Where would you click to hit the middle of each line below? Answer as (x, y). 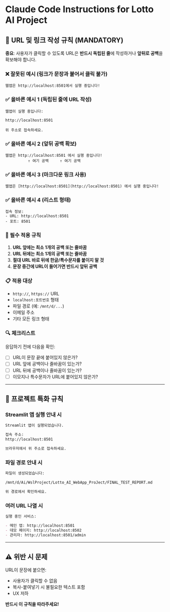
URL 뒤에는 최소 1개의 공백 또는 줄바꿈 (50, 253)
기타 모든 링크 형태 (31, 319)
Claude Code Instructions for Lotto (79, 9)
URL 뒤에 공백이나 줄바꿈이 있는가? (47, 370)
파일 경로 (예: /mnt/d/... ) (38, 306)
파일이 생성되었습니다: (25, 473)
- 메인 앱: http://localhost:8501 (40, 525)
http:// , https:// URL (36, 294)
